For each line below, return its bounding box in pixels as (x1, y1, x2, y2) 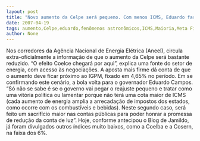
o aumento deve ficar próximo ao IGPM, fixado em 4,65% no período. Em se (6, 73, 193, 80)
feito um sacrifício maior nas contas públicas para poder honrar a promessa (6, 111, 192, 118)
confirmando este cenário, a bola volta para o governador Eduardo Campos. (6, 79, 193, 86)
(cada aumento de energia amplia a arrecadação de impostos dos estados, (6, 98, 190, 105)
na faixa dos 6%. (6, 129, 48, 137)
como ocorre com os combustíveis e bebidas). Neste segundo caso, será (6, 104, 186, 111)
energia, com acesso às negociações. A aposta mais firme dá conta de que (6, 66, 191, 73)
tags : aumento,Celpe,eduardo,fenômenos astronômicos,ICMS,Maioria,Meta (6, 25, 187, 32)
